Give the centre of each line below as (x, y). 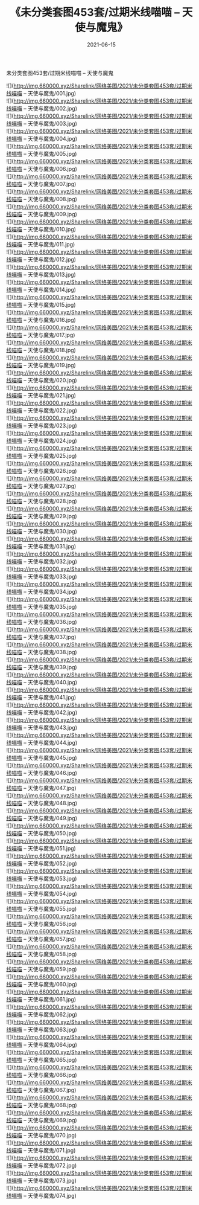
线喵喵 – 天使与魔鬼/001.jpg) (41, 93)
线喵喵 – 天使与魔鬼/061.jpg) (41, 999)
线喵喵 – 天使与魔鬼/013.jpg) (41, 274)
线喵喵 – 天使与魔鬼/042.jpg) (42, 712)
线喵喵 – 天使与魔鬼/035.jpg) (42, 606)
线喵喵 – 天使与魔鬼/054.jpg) (42, 893)
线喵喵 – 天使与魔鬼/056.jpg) (42, 924)
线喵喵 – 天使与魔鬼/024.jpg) (42, 440)
